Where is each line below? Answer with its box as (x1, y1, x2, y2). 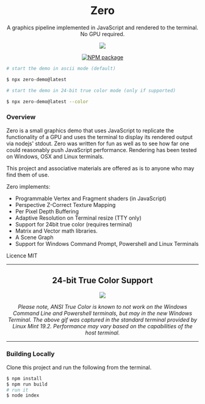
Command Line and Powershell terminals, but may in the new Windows (13, 309, 192, 317)
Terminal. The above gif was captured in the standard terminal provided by (8, 316, 197, 323)
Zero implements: (6, 182, 51, 190)
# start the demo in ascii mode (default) (6, 65, 116, 71)
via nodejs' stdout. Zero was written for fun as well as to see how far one (6, 140, 190, 147)
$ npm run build (6, 381, 48, 388)
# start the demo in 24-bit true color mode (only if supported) (6, 87, 176, 93)
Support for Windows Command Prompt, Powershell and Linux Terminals (15, 240, 199, 247)
